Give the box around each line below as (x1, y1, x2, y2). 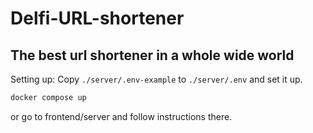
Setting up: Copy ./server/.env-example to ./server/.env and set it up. (10, 73, 303, 85)
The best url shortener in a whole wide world (10, 47, 295, 64)
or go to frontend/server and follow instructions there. (10, 110, 233, 122)
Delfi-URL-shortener (10, 7, 185, 30)
